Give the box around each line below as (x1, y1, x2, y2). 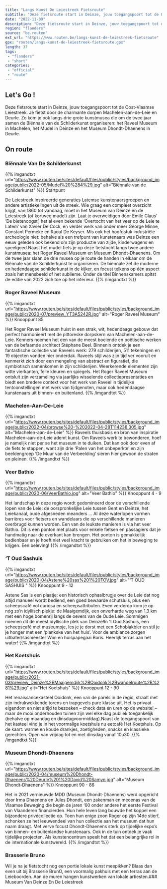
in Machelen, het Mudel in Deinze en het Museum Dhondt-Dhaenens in (5, 125, 151, 131)
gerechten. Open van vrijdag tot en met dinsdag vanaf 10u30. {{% (5, 731, 140, 737)
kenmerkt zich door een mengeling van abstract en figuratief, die (5, 358, 138, 364)
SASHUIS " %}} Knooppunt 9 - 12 (5, 582, 74, 588)
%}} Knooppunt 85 (5, 316, 44, 322)
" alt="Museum (113, 777, 144, 783)
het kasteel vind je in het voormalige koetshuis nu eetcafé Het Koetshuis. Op (5, 721, 162, 727)
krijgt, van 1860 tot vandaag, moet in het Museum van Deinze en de (5, 208, 144, 214)
